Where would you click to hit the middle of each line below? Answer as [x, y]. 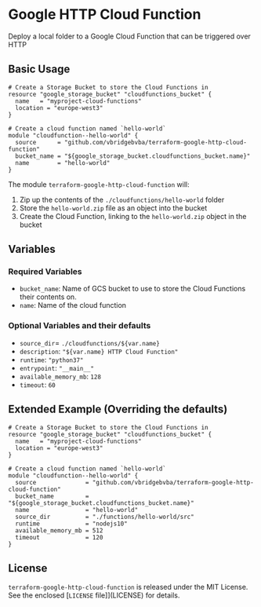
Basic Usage [39, 69]
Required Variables [45, 272]
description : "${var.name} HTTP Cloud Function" [99, 351]
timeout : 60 [38, 384]
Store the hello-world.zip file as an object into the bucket [113, 208]
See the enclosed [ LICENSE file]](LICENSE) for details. [94, 595]
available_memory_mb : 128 [60, 376]
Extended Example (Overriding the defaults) [118, 410]
